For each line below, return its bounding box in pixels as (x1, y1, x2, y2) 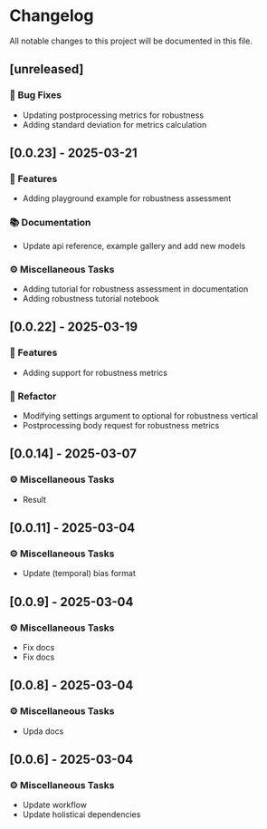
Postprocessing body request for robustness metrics (22, 419, 220, 430)
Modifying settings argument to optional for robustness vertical (22, 410, 259, 421)
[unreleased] (9, 62, 84, 77)
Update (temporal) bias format (22, 568, 136, 579)
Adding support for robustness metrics (22, 367, 167, 378)
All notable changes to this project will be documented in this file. (9, 35, 253, 46)
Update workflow (22, 799, 88, 811)
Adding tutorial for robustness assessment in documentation (22, 283, 249, 294)
